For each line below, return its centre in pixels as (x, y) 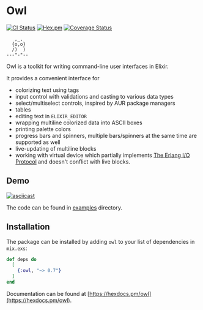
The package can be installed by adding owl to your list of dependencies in (101, 241)
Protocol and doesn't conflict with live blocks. (72, 161)
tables (23, 109)
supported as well (38, 142)
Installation (28, 227)
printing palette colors (43, 129)
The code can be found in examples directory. (65, 207)
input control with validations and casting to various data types (94, 96)
